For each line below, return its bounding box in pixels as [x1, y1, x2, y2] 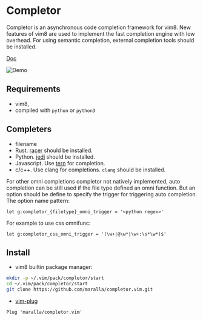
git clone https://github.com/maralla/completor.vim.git [6, 286, 153, 293]
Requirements [6, 84, 61, 94]
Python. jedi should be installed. [15, 153, 95, 160]
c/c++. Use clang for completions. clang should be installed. [15, 166, 166, 173]
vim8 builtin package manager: [15, 263, 93, 271]
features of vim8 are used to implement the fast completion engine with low [6, 30, 195, 37]
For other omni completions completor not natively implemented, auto [6, 177, 181, 185]
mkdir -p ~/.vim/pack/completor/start [6, 275, 104, 282]
